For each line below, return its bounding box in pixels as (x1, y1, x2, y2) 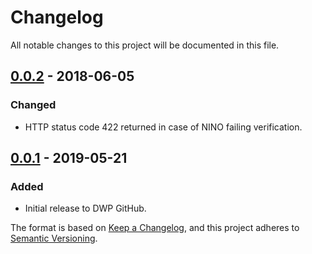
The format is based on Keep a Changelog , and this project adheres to (10, 222, 300, 234)
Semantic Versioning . (10, 232, 98, 245)
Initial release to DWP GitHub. (24, 202, 147, 215)
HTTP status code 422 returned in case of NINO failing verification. (24, 121, 303, 133)
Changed (10, 98, 57, 112)
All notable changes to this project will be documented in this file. (10, 39, 280, 51)
